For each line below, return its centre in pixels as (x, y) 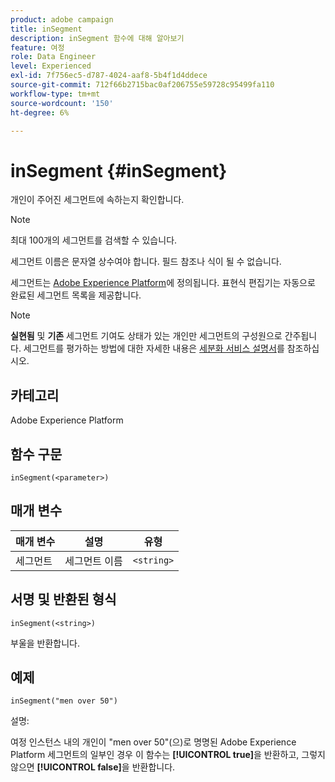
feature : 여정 (37, 47)
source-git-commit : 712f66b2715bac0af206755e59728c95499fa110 (142, 85)
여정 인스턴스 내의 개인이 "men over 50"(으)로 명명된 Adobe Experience (153, 742)
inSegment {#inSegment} (119, 170)
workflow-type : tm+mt (55, 94)
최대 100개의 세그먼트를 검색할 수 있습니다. (94, 240)
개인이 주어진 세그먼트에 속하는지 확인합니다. (97, 200)
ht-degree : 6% (40, 112)
